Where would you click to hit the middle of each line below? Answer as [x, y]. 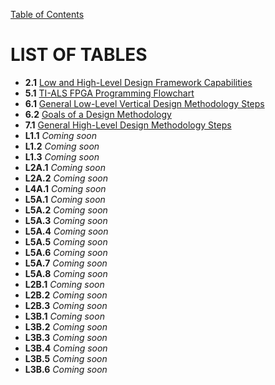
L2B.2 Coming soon [66, 295]
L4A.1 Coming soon [65, 188]
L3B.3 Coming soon [66, 337]
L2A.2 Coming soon [66, 178]
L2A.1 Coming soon [65, 167]
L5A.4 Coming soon [66, 231]
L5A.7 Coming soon [66, 263]
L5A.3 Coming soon [66, 220]
